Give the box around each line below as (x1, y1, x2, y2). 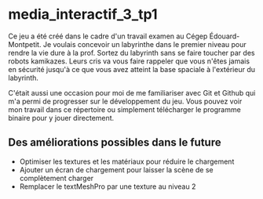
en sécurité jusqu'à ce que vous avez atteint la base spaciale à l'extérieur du (8, 64, 255, 74)
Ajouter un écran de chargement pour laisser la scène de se (19, 165, 214, 174)
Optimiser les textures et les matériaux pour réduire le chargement (19, 157, 235, 166)
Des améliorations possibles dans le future (8, 136, 221, 150)
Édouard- (209, 31, 240, 41)
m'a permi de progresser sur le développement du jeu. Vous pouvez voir (8, 96, 243, 106)
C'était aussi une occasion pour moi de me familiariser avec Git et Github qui (8, 88, 256, 97)
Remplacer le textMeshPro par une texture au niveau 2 (19, 182, 196, 191)
